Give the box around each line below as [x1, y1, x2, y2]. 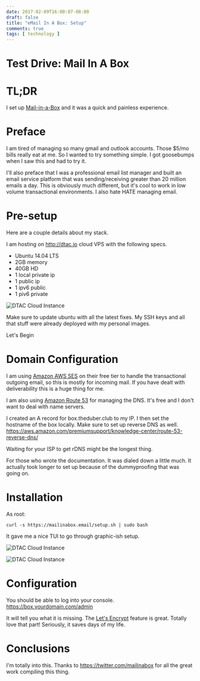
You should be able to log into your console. [6, 597, 115, 604]
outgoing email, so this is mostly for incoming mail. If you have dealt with [6, 379, 185, 386]
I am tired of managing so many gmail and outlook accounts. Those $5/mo [6, 145, 189, 152]
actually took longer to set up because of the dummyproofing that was [6, 464, 180, 471]
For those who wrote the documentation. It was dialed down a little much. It [6, 457, 192, 464]
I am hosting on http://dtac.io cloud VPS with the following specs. [6, 241, 167, 248]
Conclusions [6, 642, 70, 656]
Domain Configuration [6, 353, 118, 366]
